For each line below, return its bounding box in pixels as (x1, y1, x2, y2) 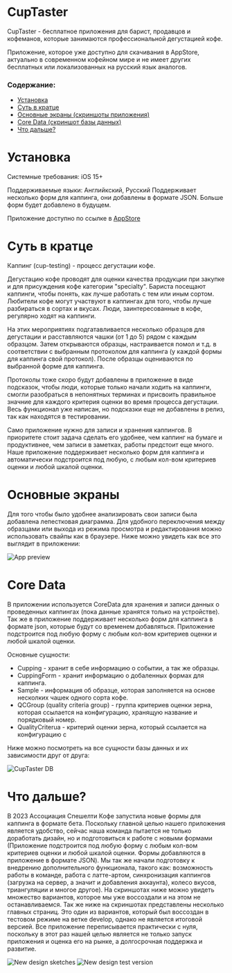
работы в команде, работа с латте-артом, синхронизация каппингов (7, 870, 211, 879)
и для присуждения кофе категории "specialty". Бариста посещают (7, 282, 206, 291)
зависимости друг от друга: (7, 751, 90, 759)
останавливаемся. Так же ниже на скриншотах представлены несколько (7, 900, 224, 908)
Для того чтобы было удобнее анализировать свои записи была (7, 510, 197, 518)
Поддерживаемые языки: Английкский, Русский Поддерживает (7, 186, 197, 194)
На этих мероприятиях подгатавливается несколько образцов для (7, 325, 206, 334)
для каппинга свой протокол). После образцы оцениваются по (7, 355, 194, 363)
